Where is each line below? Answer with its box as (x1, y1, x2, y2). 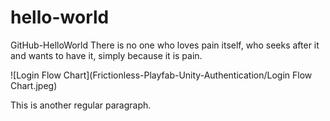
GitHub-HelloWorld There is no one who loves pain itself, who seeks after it (10, 39, 320, 51)
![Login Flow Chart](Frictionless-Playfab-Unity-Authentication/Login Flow (10, 69, 313, 81)
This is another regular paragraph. (10, 99, 152, 111)
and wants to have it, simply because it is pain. (10, 49, 203, 61)
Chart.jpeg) (10, 79, 58, 91)
